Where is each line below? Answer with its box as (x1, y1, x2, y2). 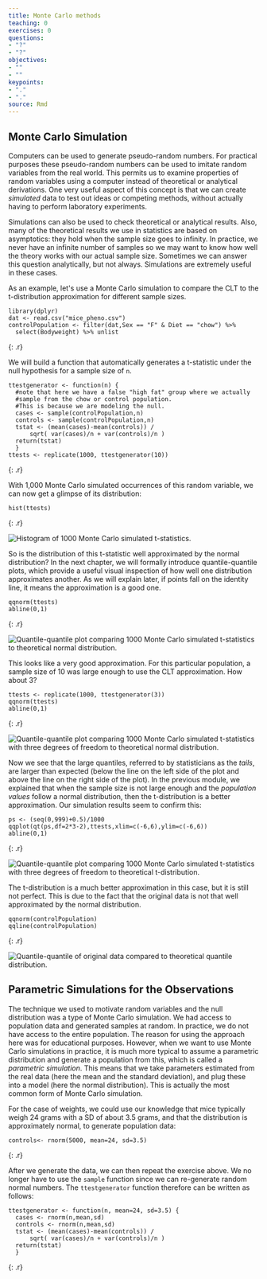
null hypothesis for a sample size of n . (8, 365, 133, 375)
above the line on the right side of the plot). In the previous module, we (8, 774, 241, 784)
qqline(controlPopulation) (8, 922, 98, 930)
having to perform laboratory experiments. (8, 201, 147, 211)
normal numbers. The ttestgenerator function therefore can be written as (8, 1183, 250, 1192)
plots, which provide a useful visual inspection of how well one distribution (8, 566, 253, 575)
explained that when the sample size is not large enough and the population (8, 783, 257, 793)
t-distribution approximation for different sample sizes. (8, 291, 187, 301)
